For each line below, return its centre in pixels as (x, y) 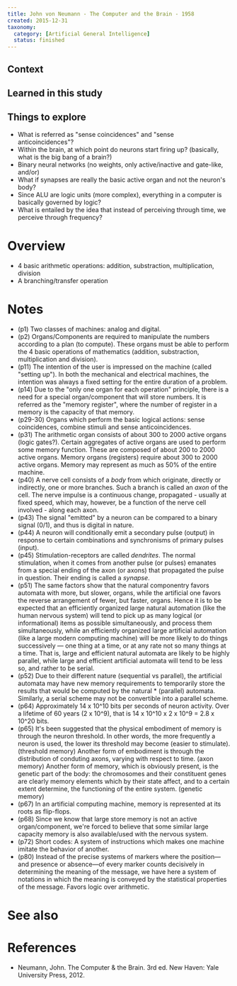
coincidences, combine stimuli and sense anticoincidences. (104, 427)
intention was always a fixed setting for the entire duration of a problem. (122, 382)
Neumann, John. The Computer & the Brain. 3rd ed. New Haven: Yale (118, 967)
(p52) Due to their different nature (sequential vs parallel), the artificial (120, 675)
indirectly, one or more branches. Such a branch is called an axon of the (123, 487)
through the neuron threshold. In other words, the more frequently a (116, 736)
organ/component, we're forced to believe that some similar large (113, 826)
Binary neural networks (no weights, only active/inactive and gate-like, (120, 165)
